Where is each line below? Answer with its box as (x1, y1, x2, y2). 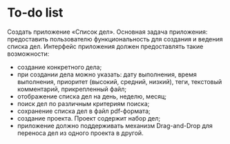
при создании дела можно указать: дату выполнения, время (17, 70, 197, 79)
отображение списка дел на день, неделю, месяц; (17, 92, 167, 101)
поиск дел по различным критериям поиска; (17, 99, 150, 107)
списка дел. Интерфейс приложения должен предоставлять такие (7, 42, 204, 50)
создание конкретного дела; (17, 63, 102, 71)
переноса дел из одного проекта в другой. (17, 129, 144, 137)
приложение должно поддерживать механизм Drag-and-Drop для (17, 121, 213, 130)
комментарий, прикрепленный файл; (17, 85, 126, 93)
